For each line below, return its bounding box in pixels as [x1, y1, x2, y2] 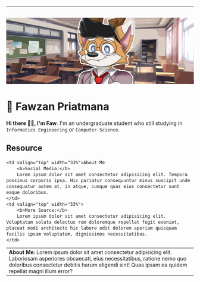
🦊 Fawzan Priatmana [6, 100, 110, 114]
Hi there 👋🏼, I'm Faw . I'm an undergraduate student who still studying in [6, 120, 183, 127]
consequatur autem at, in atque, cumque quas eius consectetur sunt [6, 183, 180, 189]
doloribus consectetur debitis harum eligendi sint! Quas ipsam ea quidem [8, 261, 187, 268]
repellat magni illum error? [8, 267, 73, 274]
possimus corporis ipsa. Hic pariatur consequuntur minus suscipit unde [6, 177, 190, 183]
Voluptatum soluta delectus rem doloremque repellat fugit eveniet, [6, 219, 180, 225]
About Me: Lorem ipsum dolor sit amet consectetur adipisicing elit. [8, 248, 172, 256]
